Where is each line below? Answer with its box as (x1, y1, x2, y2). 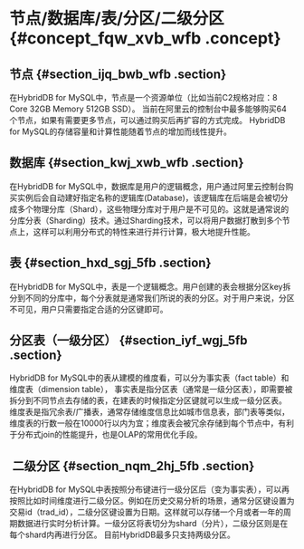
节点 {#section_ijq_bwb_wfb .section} (9, 66, 227, 82)
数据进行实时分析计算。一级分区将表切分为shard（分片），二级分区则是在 (16, 518, 289, 529)
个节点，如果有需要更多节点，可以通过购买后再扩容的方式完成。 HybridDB (9, 115, 286, 125)
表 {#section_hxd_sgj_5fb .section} (9, 255, 212, 271)
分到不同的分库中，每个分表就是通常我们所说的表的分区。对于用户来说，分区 (9, 292, 295, 303)
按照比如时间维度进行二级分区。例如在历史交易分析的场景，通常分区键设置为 (9, 496, 295, 506)
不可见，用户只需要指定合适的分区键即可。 (9, 303, 168, 314)
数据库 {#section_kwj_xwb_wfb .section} (9, 155, 244, 170)
